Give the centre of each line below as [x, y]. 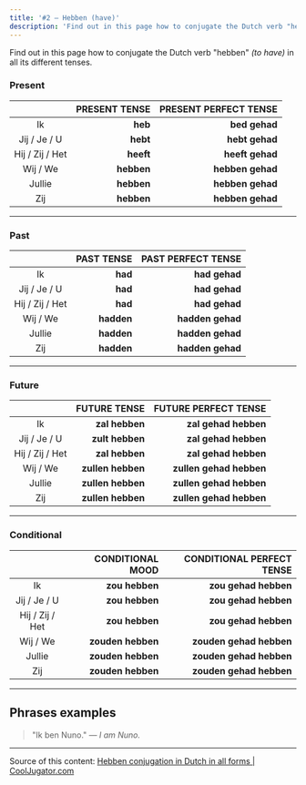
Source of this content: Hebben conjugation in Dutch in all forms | [133, 760]
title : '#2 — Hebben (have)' [65, 18]
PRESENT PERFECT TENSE [218, 108]
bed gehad [254, 124]
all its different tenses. [51, 62]
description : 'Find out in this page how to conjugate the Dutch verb [146, 26]
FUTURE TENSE [111, 409]
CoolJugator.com [42, 770]
